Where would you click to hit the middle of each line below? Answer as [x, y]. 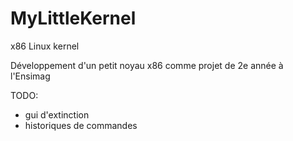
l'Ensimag [30, 76]
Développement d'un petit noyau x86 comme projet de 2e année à [147, 65]
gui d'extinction [57, 114]
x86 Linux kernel [45, 46]
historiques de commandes [81, 125]
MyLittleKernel [73, 18]
